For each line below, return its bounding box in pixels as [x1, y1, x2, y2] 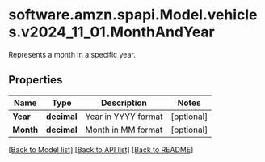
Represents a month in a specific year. [8, 49, 136, 59]
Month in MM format [85, 124, 163, 135]
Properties [8, 73, 63, 87]
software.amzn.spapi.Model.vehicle [8, 6, 258, 24]
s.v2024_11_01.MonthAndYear [8, 23, 216, 41]
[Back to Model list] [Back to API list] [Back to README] [8, 144, 194, 155]
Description [100, 97, 148, 109]
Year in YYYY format [85, 111, 163, 122]
